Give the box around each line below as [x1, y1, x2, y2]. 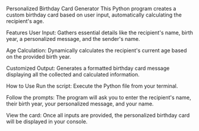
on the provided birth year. [6, 53, 71, 60]
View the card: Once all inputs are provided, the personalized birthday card [6, 112, 190, 119]
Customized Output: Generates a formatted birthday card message [6, 65, 170, 72]
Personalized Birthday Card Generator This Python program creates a [6, 5, 176, 12]
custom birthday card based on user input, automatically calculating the [6, 11, 182, 18]
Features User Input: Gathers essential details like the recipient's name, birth [6, 29, 193, 36]
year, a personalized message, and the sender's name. [6, 36, 141, 42]
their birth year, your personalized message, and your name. [6, 100, 154, 107]
